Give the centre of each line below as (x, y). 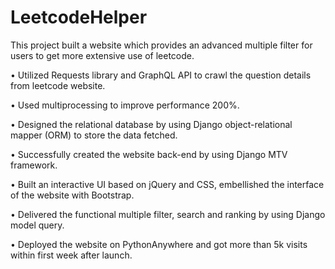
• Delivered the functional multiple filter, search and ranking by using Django (168, 214)
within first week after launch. (71, 255)
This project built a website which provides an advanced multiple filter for (161, 45)
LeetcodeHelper (79, 17)
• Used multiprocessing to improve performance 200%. (125, 105)
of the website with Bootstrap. (72, 195)
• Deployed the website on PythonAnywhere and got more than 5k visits (159, 244)
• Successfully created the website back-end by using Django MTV (149, 154)
